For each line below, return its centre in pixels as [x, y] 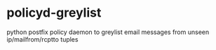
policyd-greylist [54, 13]
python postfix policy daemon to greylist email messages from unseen [108, 32]
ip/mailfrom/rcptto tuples [42, 39]
